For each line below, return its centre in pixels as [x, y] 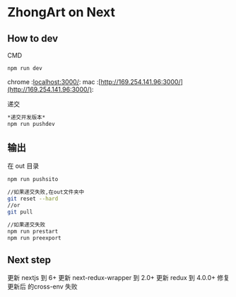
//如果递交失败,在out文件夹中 [46, 192]
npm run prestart [33, 231]
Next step [29, 260]
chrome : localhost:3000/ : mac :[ [54, 81]
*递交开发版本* [26, 117]
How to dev [33, 39]
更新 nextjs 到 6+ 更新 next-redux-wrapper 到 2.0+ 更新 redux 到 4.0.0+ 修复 [118, 278]
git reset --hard [33, 199]
